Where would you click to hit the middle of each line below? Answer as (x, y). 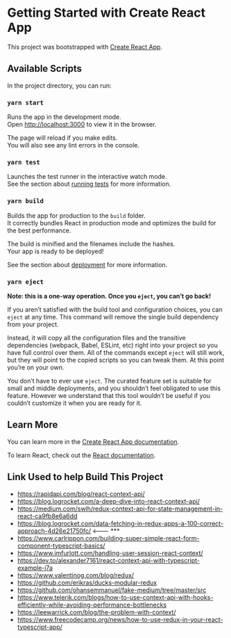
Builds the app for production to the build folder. (77, 215)
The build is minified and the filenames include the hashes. (91, 244)
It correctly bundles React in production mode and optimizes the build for (112, 223)
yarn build (25, 201)
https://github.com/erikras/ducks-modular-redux (87, 582)
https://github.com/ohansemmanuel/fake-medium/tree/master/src (112, 590)
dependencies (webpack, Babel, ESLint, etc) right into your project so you (113, 345)
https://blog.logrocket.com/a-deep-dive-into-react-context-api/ (108, 501)
